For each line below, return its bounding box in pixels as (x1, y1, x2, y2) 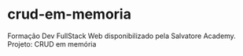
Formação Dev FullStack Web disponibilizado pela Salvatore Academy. (7, 31, 237, 40)
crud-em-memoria (7, 5, 131, 23)
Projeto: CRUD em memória (7, 39, 97, 48)
